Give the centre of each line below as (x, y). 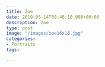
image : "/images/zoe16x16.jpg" (45, 33)
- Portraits (21, 45)
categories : (21, 39)
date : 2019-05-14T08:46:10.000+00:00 (53, 17)
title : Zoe (20, 11)
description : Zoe (28, 22)
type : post (20, 28)
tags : (13, 50)
